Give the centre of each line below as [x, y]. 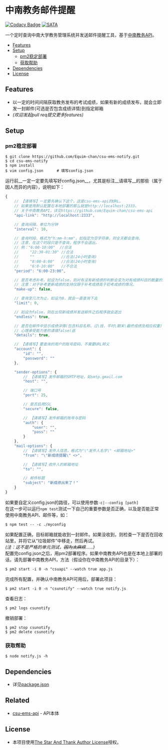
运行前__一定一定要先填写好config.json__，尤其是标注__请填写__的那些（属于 [84, 181]
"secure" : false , [41, 409]
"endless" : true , [32, 317]
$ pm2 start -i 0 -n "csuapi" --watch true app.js [59, 569]
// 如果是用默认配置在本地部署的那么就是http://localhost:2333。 [76, 206]
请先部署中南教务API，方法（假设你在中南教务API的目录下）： [77, 559]
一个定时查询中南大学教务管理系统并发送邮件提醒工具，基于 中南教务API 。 [81, 35]
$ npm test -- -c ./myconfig [35, 524]
